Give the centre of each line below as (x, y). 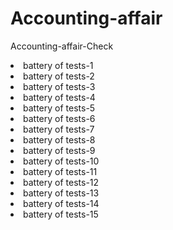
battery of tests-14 (61, 203)
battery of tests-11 (60, 171)
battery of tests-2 (59, 76)
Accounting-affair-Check (62, 46)
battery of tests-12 (61, 182)
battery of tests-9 (59, 150)
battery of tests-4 (59, 97)
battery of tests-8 (59, 139)
